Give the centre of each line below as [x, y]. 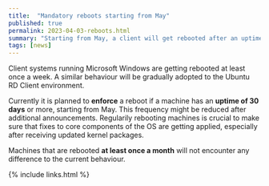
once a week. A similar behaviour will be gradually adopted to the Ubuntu [129, 77]
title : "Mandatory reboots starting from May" [89, 16]
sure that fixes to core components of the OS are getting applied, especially [133, 127]
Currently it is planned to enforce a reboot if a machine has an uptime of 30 [134, 101]
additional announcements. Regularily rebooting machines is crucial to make [134, 118]
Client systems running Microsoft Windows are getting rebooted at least [127, 68]
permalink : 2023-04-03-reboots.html [69, 30]
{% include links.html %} [49, 175]
